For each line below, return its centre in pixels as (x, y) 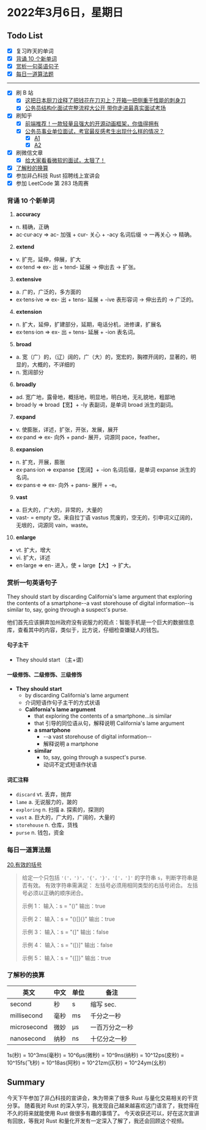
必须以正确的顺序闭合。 (57, 893)
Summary (26, 1083)
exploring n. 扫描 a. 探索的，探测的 (60, 810)
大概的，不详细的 (53, 365)
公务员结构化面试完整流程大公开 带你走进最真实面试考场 (95, 108)
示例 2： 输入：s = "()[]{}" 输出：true (68, 919)
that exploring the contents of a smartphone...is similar (103, 716)
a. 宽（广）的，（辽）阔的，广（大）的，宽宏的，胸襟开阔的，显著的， (103, 357)
